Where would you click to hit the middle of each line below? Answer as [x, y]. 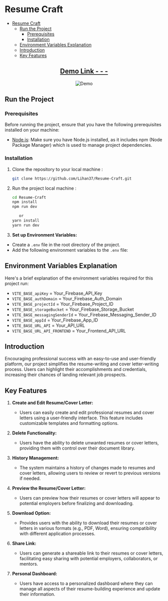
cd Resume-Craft [29, 197]
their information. [37, 594]
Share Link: [24, 543]
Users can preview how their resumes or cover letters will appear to [90, 498]
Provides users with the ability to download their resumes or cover [88, 523]
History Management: [35, 458]
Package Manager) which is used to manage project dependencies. [82, 145]
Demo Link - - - [84, 71]
